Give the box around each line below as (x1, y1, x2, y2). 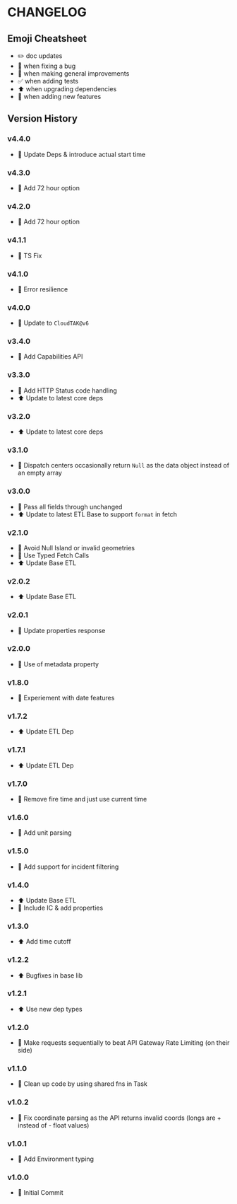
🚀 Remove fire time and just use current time (17, 795, 147, 804)
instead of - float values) (17, 1121, 90, 1129)
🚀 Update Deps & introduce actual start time (17, 150, 146, 158)
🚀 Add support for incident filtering (17, 862, 119, 871)
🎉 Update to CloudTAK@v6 (17, 319, 90, 328)
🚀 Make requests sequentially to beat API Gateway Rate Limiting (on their (17, 1038, 230, 1047)
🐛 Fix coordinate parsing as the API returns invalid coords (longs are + (17, 1113, 222, 1122)
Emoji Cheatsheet (7, 33, 87, 45)
